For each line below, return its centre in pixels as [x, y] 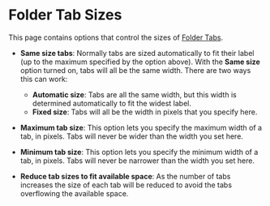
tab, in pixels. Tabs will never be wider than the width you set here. [131, 136]
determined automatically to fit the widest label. [112, 103]
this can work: [44, 79]
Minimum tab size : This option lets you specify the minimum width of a [139, 152]
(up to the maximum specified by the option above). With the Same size [140, 62]
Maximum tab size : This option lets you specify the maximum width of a [141, 127]
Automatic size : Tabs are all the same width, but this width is [134, 94]
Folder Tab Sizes [65, 15]
